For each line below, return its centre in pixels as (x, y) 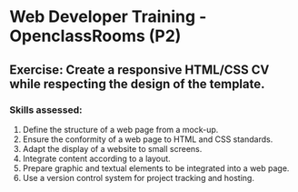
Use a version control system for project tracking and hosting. (138, 177)
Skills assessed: (46, 109)
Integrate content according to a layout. (96, 158)
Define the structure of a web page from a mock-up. (120, 129)
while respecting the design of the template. (137, 84)
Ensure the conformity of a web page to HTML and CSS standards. (148, 139)
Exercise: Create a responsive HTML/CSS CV (139, 70)
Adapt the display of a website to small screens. (112, 148)
